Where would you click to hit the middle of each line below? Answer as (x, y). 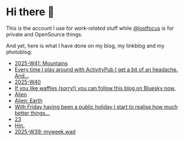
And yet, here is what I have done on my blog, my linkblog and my (85, 46)
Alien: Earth (28, 100)
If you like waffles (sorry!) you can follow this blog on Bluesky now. (95, 88)
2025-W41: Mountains (41, 63)
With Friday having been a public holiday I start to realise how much (96, 106)
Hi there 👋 (30, 12)
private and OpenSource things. (44, 34)
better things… (32, 113)
